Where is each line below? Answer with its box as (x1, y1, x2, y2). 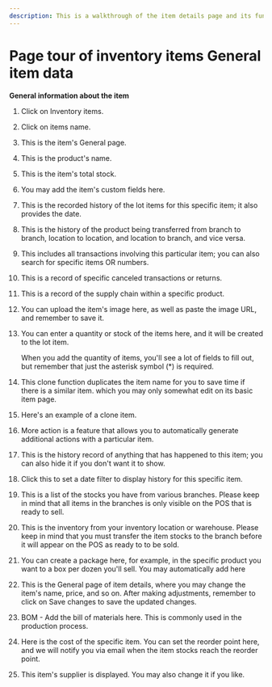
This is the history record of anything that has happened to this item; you (20, 449, 263, 459)
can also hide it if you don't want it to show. (20, 458, 165, 468)
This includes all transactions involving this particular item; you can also (20, 248, 261, 259)
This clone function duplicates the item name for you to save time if (20, 377, 245, 386)
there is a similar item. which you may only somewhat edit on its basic (20, 386, 253, 395)
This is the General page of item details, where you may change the (20, 580, 246, 589)
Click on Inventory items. (20, 106, 104, 116)
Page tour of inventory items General (9, 46, 262, 65)
